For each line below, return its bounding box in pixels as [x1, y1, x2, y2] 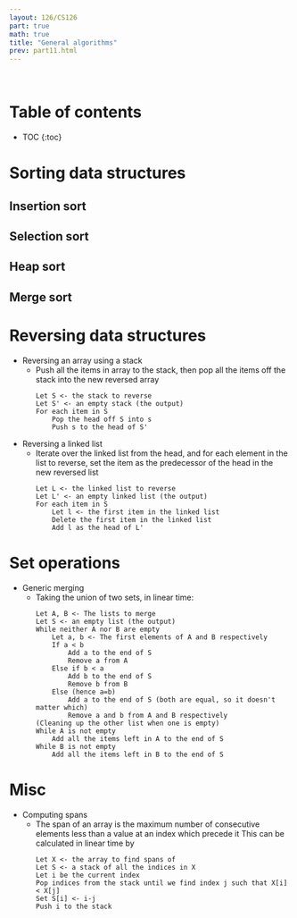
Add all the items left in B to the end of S [52, 750, 225, 759]
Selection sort [9, 229, 89, 244]
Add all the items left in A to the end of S [52, 734, 225, 743]
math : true [9, 29, 50, 38]
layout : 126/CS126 [9, 13, 78, 22]
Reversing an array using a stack [21, 355, 143, 366]
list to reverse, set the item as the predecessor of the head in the [35, 457, 274, 467]
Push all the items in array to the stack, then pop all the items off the [35, 364, 286, 375]
